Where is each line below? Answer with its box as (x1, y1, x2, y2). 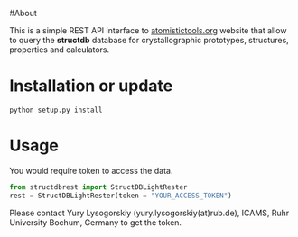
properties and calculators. (9, 44, 110, 55)
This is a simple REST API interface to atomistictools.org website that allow (9, 25, 287, 35)
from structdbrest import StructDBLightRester (9, 182, 188, 192)
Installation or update (9, 76, 173, 96)
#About (9, 8, 38, 18)
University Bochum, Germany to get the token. (9, 216, 182, 228)
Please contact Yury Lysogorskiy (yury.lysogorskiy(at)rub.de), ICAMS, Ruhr (9, 207, 290, 218)
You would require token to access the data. (9, 165, 173, 176)
